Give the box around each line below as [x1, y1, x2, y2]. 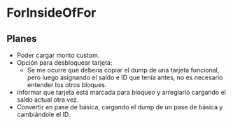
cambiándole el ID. [16, 110, 71, 118]
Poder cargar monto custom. [16, 51, 100, 59]
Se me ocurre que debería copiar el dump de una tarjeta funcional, [27, 66, 220, 74]
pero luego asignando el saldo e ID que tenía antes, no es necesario [27, 73, 223, 82]
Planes [6, 33, 37, 45]
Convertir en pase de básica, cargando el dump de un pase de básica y [16, 103, 223, 111]
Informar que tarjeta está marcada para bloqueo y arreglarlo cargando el [16, 88, 227, 96]
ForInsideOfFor [6, 5, 97, 21]
